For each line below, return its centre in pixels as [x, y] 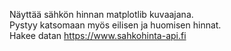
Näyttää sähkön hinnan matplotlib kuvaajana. [101, 14]
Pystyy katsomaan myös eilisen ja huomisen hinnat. [115, 25]
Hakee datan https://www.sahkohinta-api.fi [98, 35]
